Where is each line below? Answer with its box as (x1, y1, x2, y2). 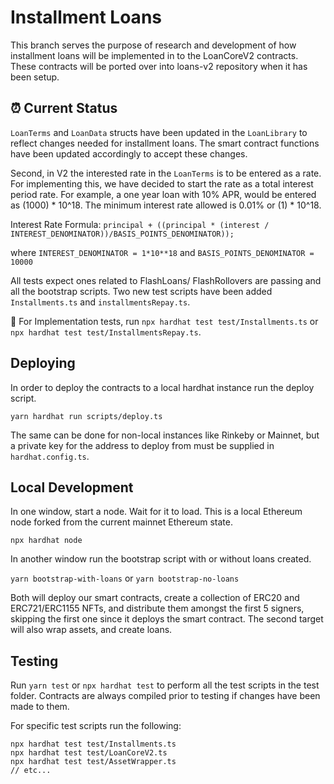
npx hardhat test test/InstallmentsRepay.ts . (10, 326, 202, 338)
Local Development (10, 479, 134, 496)
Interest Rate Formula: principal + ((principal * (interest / (10, 218, 270, 230)
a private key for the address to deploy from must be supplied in (10, 439, 275, 451)
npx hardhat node (10, 536, 83, 546)
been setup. (10, 71, 60, 83)
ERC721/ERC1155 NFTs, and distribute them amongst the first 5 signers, (10, 602, 305, 615)
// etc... (10, 766, 52, 776)
